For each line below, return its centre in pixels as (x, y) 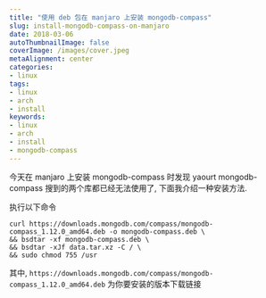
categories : (31, 68)
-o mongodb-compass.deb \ (157, 232)
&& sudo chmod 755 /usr (54, 255)
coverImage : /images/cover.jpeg (69, 51)
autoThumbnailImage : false (59, 42)
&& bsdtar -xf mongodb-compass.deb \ (79, 239)
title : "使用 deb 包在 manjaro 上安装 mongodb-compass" (111, 17)
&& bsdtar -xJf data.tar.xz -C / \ (75, 247)
